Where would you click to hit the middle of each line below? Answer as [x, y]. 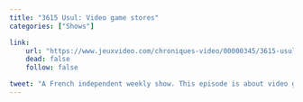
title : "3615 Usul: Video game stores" [84, 18]
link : [19, 42]
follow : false [52, 68]
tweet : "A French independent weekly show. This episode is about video [149, 84]
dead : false [48, 60]
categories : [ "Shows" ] [52, 26]
